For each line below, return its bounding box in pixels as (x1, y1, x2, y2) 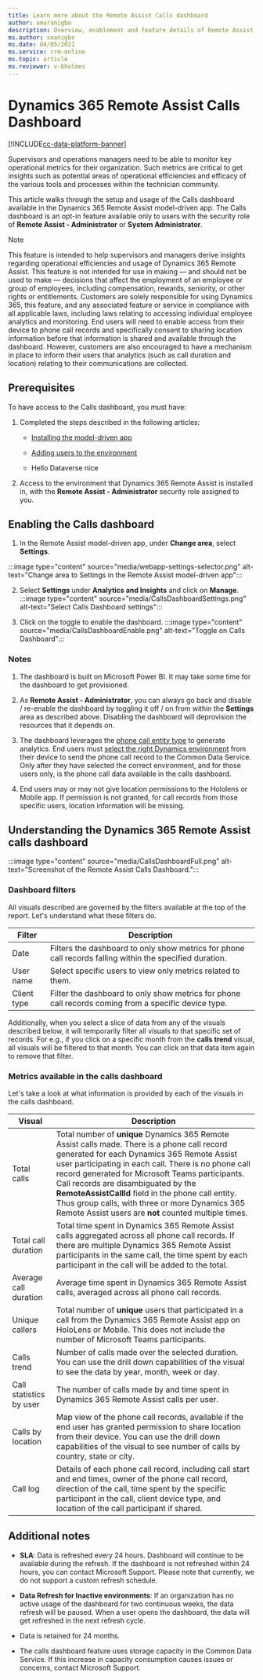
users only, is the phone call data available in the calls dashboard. (19, 769, 232, 778)
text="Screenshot (8, 865, 65, 874)
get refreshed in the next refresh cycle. (19, 1616, 146, 1625)
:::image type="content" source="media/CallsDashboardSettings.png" (19, 594, 247, 603)
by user (12, 1399, 41, 1410)
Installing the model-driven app (31, 433, 133, 442)
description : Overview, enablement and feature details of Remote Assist (8, 26, 254, 34)
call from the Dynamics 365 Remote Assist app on (56, 1315, 241, 1326)
